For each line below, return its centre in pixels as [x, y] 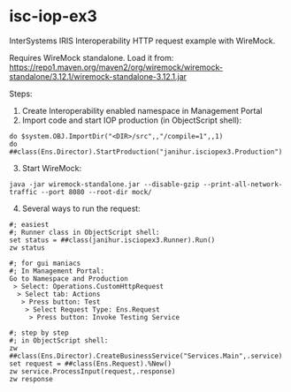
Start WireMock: [52, 168]
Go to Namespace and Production [69, 279]
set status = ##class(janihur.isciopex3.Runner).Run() [112, 240]
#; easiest [29, 224]
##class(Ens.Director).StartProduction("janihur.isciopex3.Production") [146, 152]
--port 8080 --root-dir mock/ [96, 192]
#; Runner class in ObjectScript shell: [85, 232]
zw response [31, 379]
